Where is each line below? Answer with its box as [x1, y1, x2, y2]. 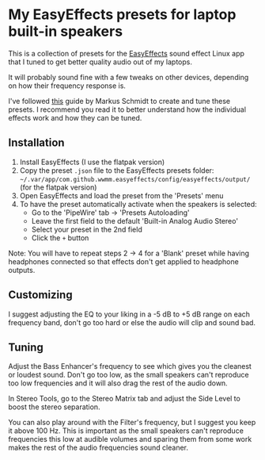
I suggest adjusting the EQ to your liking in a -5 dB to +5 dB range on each [8, 309, 251, 319]
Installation [8, 136, 65, 150]
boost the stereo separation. [8, 402, 100, 412]
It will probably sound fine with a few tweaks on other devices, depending [8, 72, 249, 82]
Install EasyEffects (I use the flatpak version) [19, 157, 165, 167]
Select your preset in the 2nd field [31, 224, 142, 234]
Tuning [8, 340, 44, 354]
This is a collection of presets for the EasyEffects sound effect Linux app [8, 48, 245, 58]
